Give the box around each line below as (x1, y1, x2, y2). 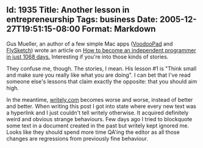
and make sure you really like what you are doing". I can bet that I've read (6, 71, 191, 79)
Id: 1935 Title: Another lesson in (6, 5, 130, 15)
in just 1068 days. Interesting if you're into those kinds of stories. (6, 53, 169, 60)
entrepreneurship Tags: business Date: (6, 15, 158, 25)
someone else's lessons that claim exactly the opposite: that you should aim (6, 77, 198, 85)
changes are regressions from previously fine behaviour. (6, 135, 148, 142)
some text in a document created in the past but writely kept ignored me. (6, 122, 190, 129)
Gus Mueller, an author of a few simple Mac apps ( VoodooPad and (6, 40, 173, 48)
